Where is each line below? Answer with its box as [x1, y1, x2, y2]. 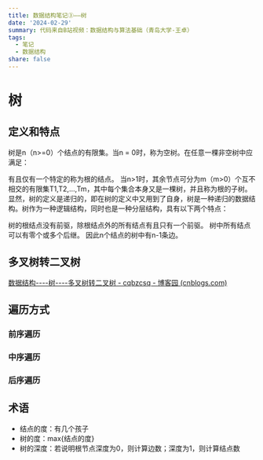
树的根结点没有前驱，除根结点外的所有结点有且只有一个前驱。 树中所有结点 [8, 220, 251, 230]
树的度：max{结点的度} [19, 433, 95, 443]
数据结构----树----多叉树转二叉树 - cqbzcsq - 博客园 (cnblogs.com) [8, 278, 228, 287]
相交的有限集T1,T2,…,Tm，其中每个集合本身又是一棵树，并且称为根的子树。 [8, 184, 253, 193]
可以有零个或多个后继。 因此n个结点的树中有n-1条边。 [8, 230, 183, 240]
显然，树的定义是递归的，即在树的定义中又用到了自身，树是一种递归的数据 [8, 193, 249, 203]
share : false [8, 56, 51, 64]
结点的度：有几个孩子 [19, 424, 89, 433]
